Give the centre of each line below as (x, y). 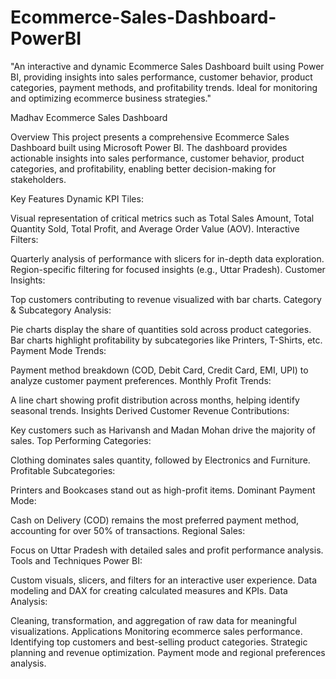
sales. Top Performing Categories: (81, 440)
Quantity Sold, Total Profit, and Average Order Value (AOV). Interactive (155, 228)
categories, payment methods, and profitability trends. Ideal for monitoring (164, 87)
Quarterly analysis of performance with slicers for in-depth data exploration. (167, 258)
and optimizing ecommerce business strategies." (111, 98)
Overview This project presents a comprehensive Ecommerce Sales (150, 137)
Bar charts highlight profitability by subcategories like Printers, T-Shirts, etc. (166, 340)
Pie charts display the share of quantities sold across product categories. (161, 329)
